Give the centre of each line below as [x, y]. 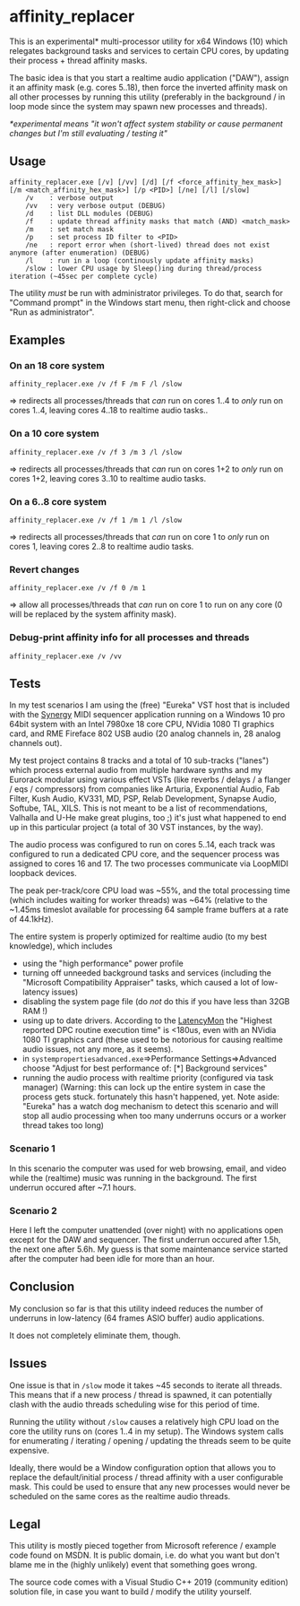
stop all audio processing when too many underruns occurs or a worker [154, 1116]
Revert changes [44, 569]
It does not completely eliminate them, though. [95, 1335]
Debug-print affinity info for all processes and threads [129, 638]
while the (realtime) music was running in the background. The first [133, 1177]
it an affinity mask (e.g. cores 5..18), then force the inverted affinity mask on [149, 87]
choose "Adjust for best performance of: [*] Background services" [145, 1068]
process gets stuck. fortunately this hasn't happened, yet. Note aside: [151, 1097]
